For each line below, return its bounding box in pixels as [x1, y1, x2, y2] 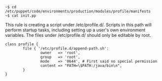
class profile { [5, 42, 38, 47]
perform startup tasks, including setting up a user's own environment [5, 27, 146, 33]
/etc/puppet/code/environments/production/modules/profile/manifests [5, 9, 151, 14]
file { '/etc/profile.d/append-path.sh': [23, 46, 109, 51]
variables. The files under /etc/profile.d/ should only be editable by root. [5, 32, 151, 38]
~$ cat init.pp [5, 13, 36, 18]
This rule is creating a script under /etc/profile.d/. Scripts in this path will [5, 22, 152, 27]
